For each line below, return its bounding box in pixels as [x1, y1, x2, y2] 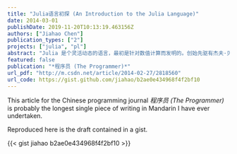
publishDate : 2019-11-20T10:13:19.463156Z [7, 23, 134, 30]
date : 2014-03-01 [7, 17, 59, 24]
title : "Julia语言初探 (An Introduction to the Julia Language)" [7, 10, 200, 18]
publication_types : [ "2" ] [7, 37, 83, 44]
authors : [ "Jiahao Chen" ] [7, 30, 83, 37]
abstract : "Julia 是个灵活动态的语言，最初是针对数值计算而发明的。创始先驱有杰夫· [7, 50, 227, 57]
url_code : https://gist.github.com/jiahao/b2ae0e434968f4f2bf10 [7, 76, 200, 83]
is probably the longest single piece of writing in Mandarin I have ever [7, 104, 210, 113]
